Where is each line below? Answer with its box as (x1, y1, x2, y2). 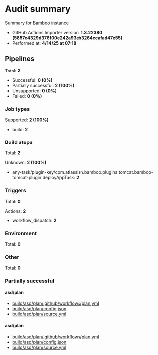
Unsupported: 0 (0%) (12, 88, 57, 94)
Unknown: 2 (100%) (5, 160, 47, 166)
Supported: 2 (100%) (5, 117, 49, 123)
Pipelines (5, 55, 35, 63)
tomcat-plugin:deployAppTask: (12, 175, 76, 181)
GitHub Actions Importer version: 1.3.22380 (12, 29, 103, 35)
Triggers (5, 187, 26, 194)
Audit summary (5, 3, 71, 15)
